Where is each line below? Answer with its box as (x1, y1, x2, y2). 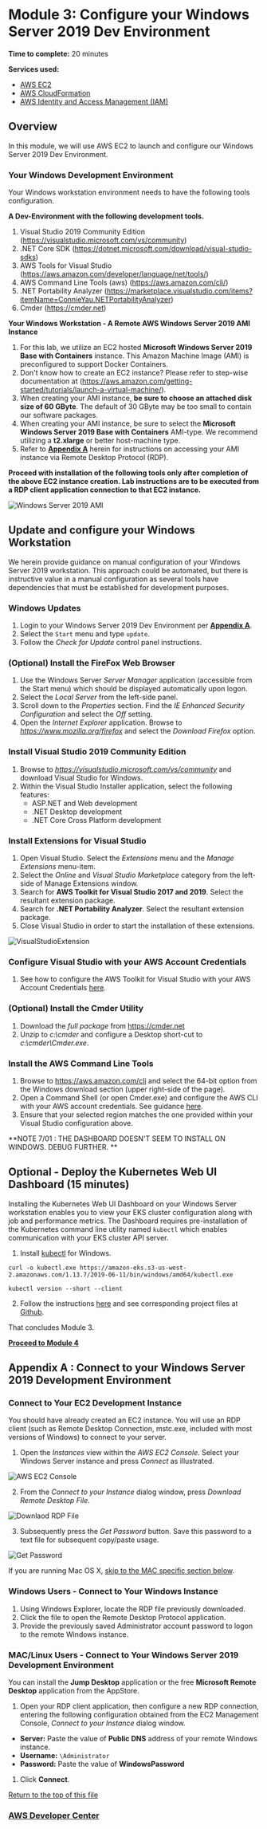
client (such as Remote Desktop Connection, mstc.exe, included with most (8, 1424, 253, 1434)
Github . (19, 1307, 45, 1316)
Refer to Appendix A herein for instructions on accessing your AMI (19, 444, 240, 454)
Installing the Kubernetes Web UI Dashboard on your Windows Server (8, 1198, 238, 1209)
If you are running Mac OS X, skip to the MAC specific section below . (8, 1566, 235, 1575)
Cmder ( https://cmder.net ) (19, 303, 107, 313)
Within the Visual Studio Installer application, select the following (19, 781, 233, 791)
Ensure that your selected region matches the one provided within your (19, 1110, 253, 1119)
